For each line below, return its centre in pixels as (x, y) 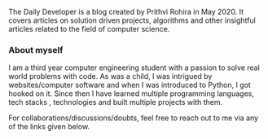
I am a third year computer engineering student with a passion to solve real (134, 67)
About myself (36, 50)
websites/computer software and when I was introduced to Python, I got (130, 85)
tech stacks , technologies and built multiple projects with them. (115, 102)
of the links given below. (49, 127)
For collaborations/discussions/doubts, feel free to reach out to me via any (134, 118)
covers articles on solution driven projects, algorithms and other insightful (132, 20)
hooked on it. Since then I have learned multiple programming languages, (131, 93)
